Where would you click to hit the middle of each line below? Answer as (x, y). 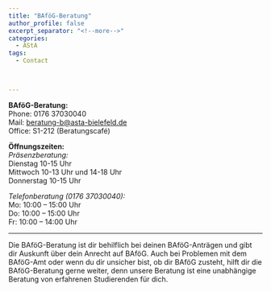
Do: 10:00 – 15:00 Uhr (44, 213)
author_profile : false (46, 23)
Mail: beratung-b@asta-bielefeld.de (68, 122)
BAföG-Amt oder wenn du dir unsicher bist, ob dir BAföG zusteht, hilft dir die (135, 261)
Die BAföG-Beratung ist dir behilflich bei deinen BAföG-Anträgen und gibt (130, 245)
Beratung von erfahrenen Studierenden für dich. (88, 279)
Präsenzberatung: (38, 154)
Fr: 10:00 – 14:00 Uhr (43, 221)
